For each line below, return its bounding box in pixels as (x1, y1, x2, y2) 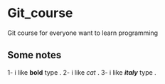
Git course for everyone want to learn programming (7, 28, 159, 37)
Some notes (7, 49, 62, 61)
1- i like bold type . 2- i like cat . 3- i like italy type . (7, 68, 156, 76)
